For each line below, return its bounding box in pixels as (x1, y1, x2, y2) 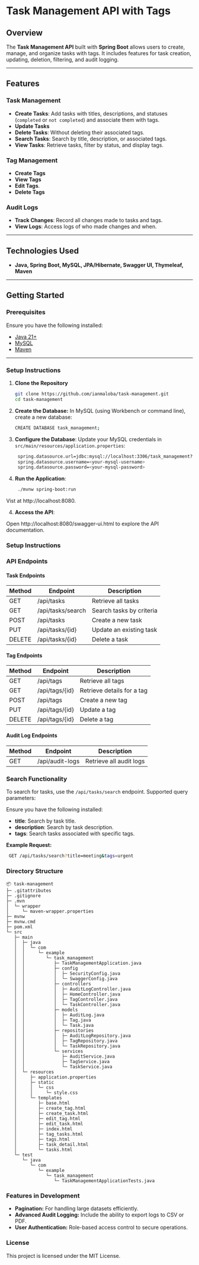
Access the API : (14, 509, 55, 516)
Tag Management (6, 156, 58, 164)
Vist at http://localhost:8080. (6, 497, 76, 505)
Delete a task (91, 635, 129, 644)
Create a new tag (79, 696, 127, 704)
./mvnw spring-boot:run (17, 487, 76, 493)
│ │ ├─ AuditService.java (14, 1054, 115, 1059)
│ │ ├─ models (14, 1007, 78, 1013)
